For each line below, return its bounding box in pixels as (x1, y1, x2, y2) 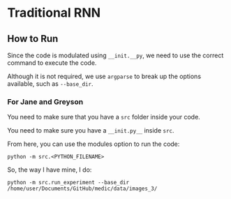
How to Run (7, 33, 59, 45)
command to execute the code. (7, 59, 97, 67)
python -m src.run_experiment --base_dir (7, 179, 130, 186)
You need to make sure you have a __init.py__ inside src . (7, 126, 174, 135)
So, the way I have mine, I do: (7, 165, 92, 174)
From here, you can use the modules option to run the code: (7, 140, 180, 148)
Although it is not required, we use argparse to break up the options (7, 72, 201, 80)
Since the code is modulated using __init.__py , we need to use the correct (7, 51, 224, 59)
